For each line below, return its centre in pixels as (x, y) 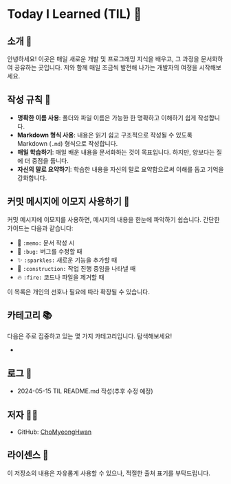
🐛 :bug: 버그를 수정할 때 (49, 251)
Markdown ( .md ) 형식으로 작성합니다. (67, 143)
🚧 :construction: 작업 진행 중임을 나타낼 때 (76, 268)
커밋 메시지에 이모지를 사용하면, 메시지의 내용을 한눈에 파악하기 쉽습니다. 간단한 (113, 219)
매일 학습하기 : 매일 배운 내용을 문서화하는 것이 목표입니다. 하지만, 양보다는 (116, 152)
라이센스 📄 (28, 455)
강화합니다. (32, 177)
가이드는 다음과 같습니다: (40, 228)
